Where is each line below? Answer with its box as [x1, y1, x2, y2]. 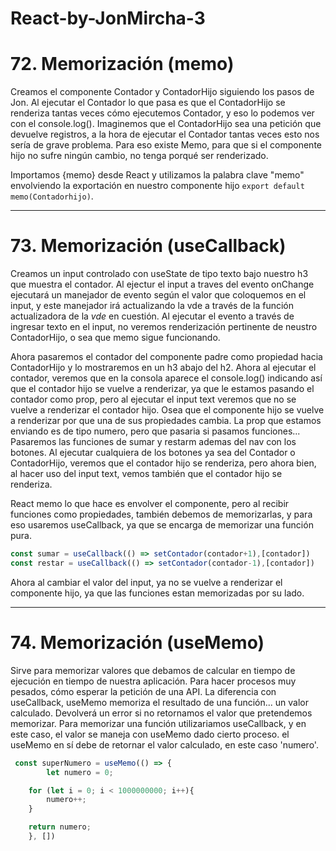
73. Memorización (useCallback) [10, 235, 287, 257]
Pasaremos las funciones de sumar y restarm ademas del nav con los [10, 436, 297, 448]
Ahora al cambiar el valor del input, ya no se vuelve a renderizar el [10, 576, 283, 588]
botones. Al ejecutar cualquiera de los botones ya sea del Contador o [10, 447, 296, 459]
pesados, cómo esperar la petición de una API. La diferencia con [10, 685, 277, 697]
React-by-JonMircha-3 [10, 7, 206, 30]
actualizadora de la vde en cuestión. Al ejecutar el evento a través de [10, 310, 295, 322]
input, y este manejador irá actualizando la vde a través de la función [10, 300, 295, 312]
